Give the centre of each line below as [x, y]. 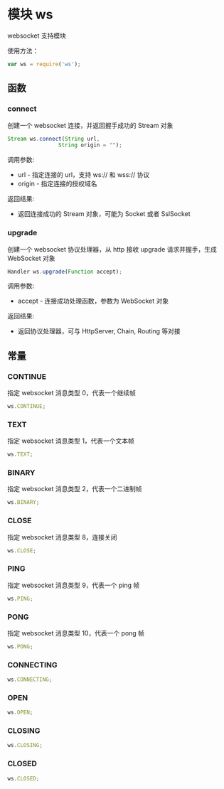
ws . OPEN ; [20, 713]
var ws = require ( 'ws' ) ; [44, 64]
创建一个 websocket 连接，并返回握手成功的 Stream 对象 [90, 125]
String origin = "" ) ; [90, 145]
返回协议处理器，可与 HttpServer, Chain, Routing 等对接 [99, 331]
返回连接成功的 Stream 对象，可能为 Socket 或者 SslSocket [104, 214]
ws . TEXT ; [20, 455]
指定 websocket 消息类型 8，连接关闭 [62, 537]
